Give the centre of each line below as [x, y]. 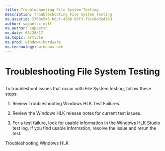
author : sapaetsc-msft [29, 24]
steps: [11, 94]
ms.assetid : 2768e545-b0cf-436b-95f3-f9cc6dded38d [59, 19]
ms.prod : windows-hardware [33, 42]
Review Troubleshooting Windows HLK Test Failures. [66, 104]
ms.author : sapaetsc [27, 28]
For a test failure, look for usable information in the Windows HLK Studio [86, 123]
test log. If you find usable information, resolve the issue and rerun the [84, 128]
